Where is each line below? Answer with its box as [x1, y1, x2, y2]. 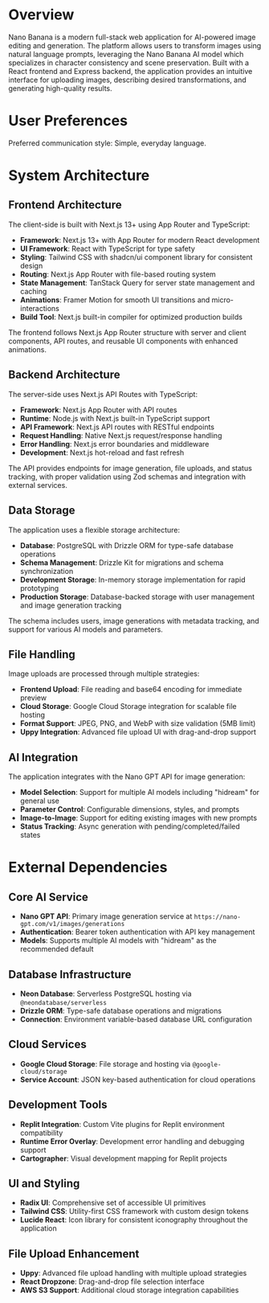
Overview [8, 6, 75, 24]
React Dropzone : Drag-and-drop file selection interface [19, 1276, 205, 1287]
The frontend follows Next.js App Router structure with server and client [8, 327, 247, 337]
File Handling [8, 647, 76, 661]
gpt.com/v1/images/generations [19, 920, 125, 928]
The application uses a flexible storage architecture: [8, 525, 181, 535]
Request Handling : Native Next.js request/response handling [19, 430, 222, 440]
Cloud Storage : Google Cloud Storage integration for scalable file [19, 702, 237, 711]
